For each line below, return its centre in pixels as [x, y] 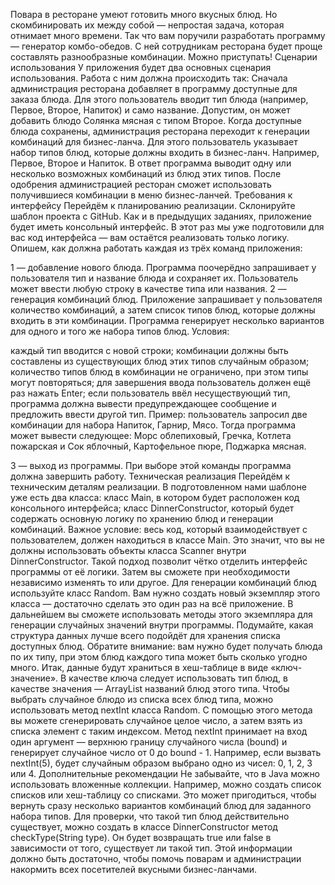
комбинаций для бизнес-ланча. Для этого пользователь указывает [154, 142]
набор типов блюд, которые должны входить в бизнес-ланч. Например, [165, 152]
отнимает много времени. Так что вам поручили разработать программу [168, 35]
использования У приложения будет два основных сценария [141, 67]
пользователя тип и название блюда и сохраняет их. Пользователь [154, 278]
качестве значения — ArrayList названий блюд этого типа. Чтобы [150, 688]
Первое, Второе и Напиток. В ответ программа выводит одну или [151, 163]
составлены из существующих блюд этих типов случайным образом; [160, 361]
